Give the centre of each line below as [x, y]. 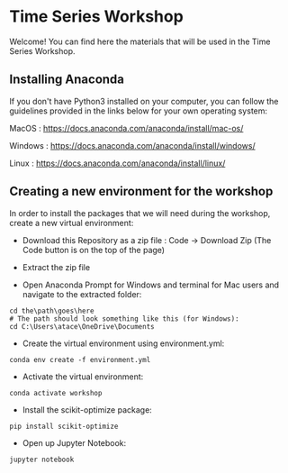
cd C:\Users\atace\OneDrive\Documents [82, 326]
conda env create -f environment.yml [80, 359]
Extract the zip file [56, 267]
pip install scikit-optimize [64, 426]
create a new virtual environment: [72, 223]
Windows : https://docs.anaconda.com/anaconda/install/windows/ [132, 145]
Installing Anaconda [67, 80]
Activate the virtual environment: [83, 377]
